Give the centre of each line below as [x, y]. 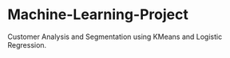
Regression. [27, 44]
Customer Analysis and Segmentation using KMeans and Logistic [115, 37]
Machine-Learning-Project [98, 15]
